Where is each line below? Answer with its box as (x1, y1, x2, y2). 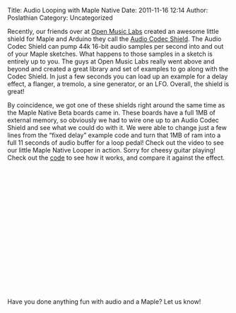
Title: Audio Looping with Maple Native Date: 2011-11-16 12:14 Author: (7, 6, 208, 14)
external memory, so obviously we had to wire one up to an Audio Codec (7, 116, 219, 124)
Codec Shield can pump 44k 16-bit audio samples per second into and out (7, 42, 224, 50)
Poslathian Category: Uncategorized (7, 13, 113, 22)
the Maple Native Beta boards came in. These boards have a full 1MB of (7, 109, 216, 117)
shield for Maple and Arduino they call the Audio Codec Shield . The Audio (7, 35, 222, 43)
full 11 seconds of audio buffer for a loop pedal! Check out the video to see (7, 138, 224, 147)
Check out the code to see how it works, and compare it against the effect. (7, 153, 225, 162)
